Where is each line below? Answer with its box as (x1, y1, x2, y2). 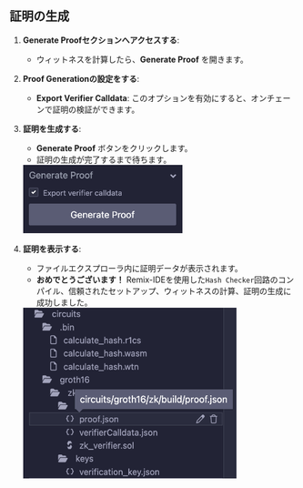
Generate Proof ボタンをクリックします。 (35, 142, 193, 153)
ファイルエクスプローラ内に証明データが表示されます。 (35, 262, 243, 273)
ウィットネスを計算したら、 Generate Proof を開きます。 (35, 54, 248, 65)
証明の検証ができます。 (52, 104, 140, 115)
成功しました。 (35, 297, 93, 308)
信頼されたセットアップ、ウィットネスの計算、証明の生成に (67, 285, 292, 296)
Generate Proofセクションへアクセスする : (22, 35, 180, 46)
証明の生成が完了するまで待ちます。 (35, 154, 172, 165)
